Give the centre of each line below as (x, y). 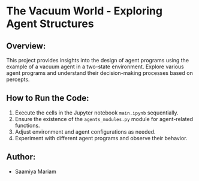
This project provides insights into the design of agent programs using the (98, 60)
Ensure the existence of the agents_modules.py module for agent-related (104, 119)
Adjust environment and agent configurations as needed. (85, 132)
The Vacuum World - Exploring (85, 11)
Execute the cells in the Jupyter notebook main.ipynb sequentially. (97, 113)
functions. (27, 125)
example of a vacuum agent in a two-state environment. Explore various (95, 67)
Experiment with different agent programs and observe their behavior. (101, 138)
